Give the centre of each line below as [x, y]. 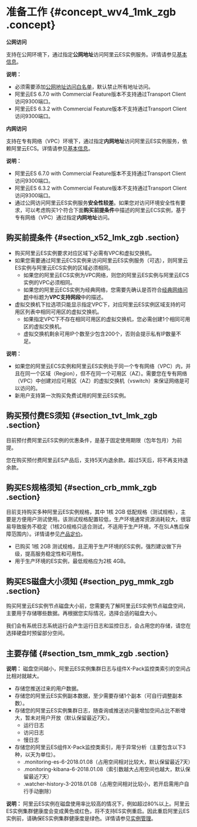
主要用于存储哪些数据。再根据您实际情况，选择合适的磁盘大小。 [83, 613]
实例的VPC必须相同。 [49, 282]
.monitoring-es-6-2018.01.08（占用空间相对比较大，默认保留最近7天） [108, 762]
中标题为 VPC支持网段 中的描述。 [67, 297]
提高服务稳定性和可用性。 [56, 554]
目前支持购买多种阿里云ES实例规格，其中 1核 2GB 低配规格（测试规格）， [94, 512]
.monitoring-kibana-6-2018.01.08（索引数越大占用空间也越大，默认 [104, 769]
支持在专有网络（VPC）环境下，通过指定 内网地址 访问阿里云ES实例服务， [94, 141]
